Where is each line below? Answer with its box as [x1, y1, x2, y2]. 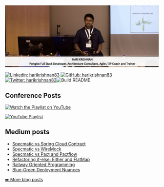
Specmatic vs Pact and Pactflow [12, 151, 77, 157]
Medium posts [5, 128, 50, 136]
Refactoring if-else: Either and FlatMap [12, 156, 90, 162]
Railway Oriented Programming [12, 162, 75, 167]
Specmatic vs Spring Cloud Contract [12, 141, 86, 146]
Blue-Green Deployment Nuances [12, 166, 81, 172]
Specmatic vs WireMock [12, 146, 61, 152]
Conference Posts [5, 91, 61, 100]
